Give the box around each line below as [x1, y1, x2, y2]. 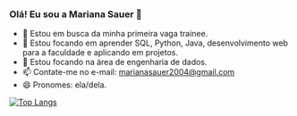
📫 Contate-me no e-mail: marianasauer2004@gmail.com [21, 67, 235, 78]
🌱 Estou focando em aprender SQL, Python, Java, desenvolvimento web [21, 37, 289, 48]
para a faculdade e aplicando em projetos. [21, 47, 179, 58]
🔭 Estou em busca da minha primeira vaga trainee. [21, 29, 208, 39]
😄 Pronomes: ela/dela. [21, 79, 107, 90]
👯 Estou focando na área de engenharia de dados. [21, 57, 208, 68]
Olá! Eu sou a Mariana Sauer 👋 [9, 8, 142, 21]
